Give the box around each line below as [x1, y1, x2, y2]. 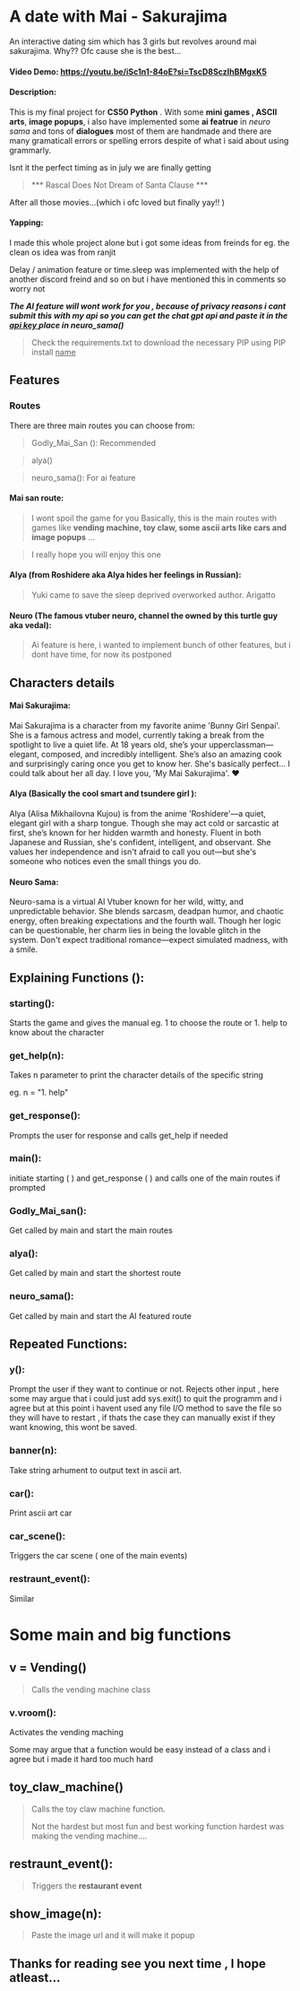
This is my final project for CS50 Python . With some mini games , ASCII [9, 106, 278, 118]
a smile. [9, 944, 39, 955]
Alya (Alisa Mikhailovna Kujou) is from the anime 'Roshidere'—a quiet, [9, 808, 267, 819]
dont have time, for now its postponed [30, 649, 172, 660]
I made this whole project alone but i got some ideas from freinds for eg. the [9, 237, 290, 248]
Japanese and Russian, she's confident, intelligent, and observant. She [9, 837, 271, 848]
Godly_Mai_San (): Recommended [30, 437, 157, 448]
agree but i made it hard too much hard [9, 1753, 154, 1764]
